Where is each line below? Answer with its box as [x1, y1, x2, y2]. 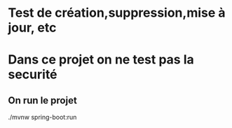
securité [8, 66, 58, 83]
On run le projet [8, 94, 78, 106]
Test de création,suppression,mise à [8, 5, 226, 21]
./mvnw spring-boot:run [8, 113, 77, 122]
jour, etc [8, 20, 57, 36]
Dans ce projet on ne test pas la [8, 52, 195, 68]
